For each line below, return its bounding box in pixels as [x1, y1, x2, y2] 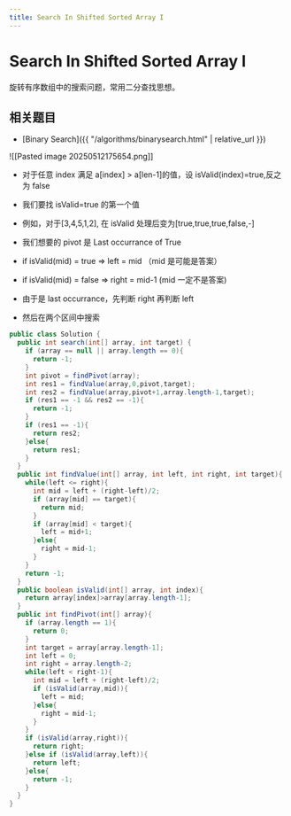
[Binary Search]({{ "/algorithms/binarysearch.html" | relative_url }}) [21, 134, 267, 144]
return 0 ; [32, 626, 69, 635]
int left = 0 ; [25, 651, 77, 660]
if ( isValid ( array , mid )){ [32, 684, 128, 693]
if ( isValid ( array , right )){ [25, 734, 128, 742]
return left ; [32, 758, 81, 767]
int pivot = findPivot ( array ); [25, 371, 141, 380]
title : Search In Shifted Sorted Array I [9, 12, 165, 22]
